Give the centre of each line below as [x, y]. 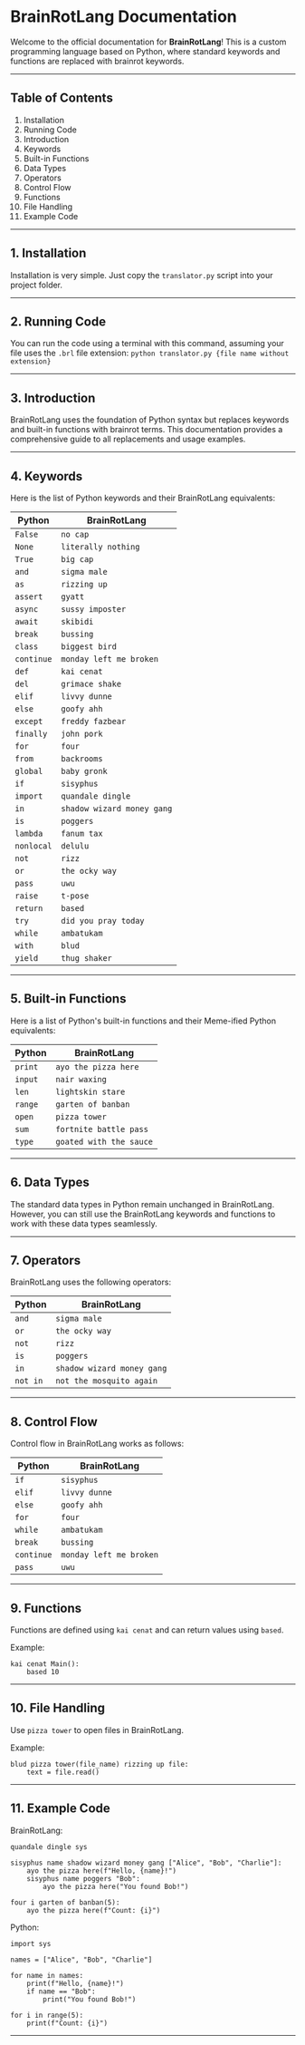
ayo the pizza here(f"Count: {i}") [94, 1910]
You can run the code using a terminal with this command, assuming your [147, 344]
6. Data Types [50, 1182]
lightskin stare [90, 1091]
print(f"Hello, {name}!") [76, 1983]
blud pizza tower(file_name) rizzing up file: [100, 1764]
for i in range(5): [47, 2015]
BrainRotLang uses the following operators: [91, 1282]
